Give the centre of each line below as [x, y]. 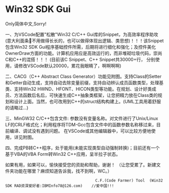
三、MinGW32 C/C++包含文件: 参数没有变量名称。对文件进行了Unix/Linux [82, 118]
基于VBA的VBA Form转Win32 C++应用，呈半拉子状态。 [63, 154]
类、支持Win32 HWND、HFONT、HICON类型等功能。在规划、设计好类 [79, 89]
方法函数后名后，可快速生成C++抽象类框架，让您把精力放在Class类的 [86, 95]
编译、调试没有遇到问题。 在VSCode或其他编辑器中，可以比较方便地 [80, 131]
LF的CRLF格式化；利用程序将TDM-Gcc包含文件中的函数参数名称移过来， [81, 124]
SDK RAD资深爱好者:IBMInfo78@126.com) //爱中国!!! [60, 186]
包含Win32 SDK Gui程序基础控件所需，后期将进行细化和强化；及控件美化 [81, 47]
